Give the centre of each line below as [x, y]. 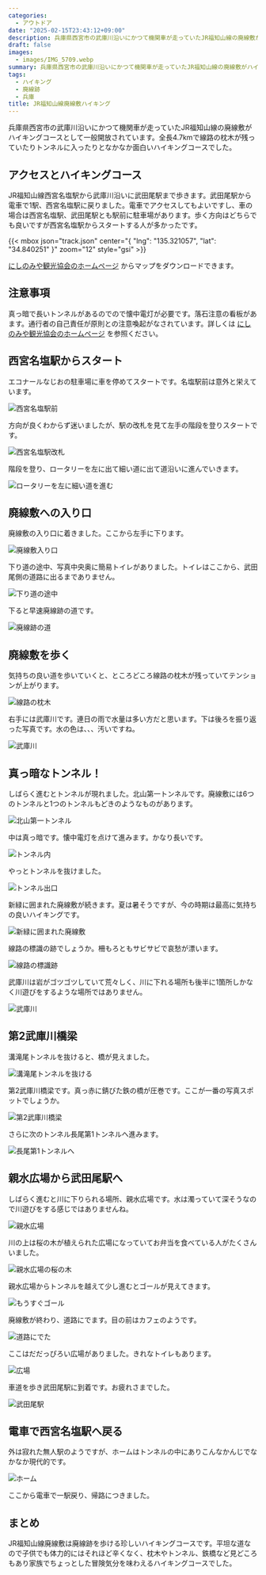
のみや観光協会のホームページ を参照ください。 [85, 333]
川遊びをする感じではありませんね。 [74, 1209]
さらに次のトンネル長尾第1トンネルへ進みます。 [85, 1133]
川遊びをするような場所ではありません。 [81, 992]
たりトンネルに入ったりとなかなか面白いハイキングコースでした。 [129, 147]
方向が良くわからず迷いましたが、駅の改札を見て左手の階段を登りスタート [129, 425]
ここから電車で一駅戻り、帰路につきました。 [81, 1496]
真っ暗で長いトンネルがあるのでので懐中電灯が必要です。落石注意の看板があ [133, 313]
